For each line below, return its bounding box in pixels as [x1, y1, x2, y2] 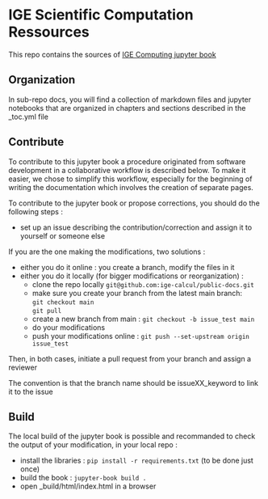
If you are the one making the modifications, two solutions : [8, 247, 206, 256]
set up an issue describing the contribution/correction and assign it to [19, 222, 253, 232]
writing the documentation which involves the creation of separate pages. [8, 182, 254, 192]
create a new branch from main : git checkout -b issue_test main [31, 314, 255, 324]
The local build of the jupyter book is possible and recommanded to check [8, 431, 256, 442]
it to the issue [8, 387, 54, 396]
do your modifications [31, 322, 106, 332]
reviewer [8, 362, 38, 372]
